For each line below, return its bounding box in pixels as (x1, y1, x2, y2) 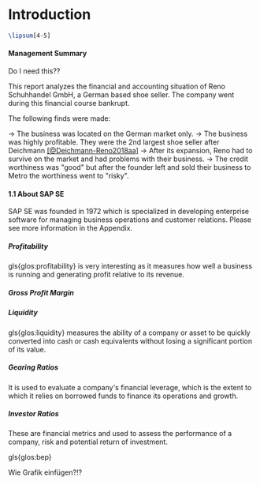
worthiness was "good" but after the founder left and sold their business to (8, 163, 251, 172)
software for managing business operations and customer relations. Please (8, 215, 252, 224)
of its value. (8, 344, 46, 354)
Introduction (8, 6, 91, 24)
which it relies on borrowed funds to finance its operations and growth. (8, 391, 239, 400)
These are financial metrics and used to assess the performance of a (8, 429, 232, 438)
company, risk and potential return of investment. (8, 437, 168, 447)
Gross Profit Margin (8, 288, 75, 297)
